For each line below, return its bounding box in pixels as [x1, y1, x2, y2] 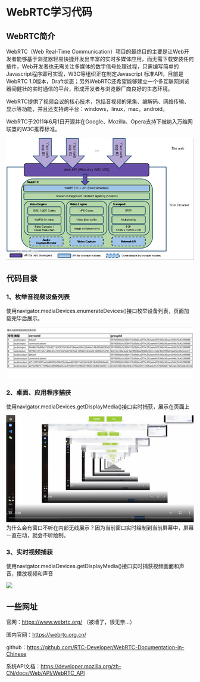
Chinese [6, 650, 27, 658]
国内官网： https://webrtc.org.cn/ [6, 631, 86, 638]
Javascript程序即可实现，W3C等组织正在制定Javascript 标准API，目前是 [6, 70, 184, 77]
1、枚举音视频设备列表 [6, 293, 70, 301]
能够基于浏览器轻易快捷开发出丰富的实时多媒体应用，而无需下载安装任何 [16, 55, 194, 63]
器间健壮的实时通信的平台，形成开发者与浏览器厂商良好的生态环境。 [6, 85, 173, 92]
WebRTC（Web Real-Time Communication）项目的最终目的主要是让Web [6, 48, 185, 55]
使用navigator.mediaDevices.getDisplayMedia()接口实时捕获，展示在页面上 [6, 403, 190, 410]
